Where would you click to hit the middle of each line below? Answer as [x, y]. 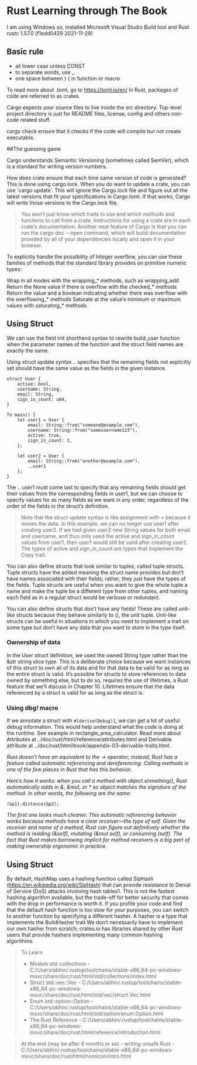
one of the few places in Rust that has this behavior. [70, 769]
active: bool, [34, 384]
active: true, [45, 435]
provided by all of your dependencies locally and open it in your [98, 239]
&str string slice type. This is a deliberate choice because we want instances [99, 661]
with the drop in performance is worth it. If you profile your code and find [95, 903]
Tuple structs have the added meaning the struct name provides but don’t [95, 572]
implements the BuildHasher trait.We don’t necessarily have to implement [95, 922]
